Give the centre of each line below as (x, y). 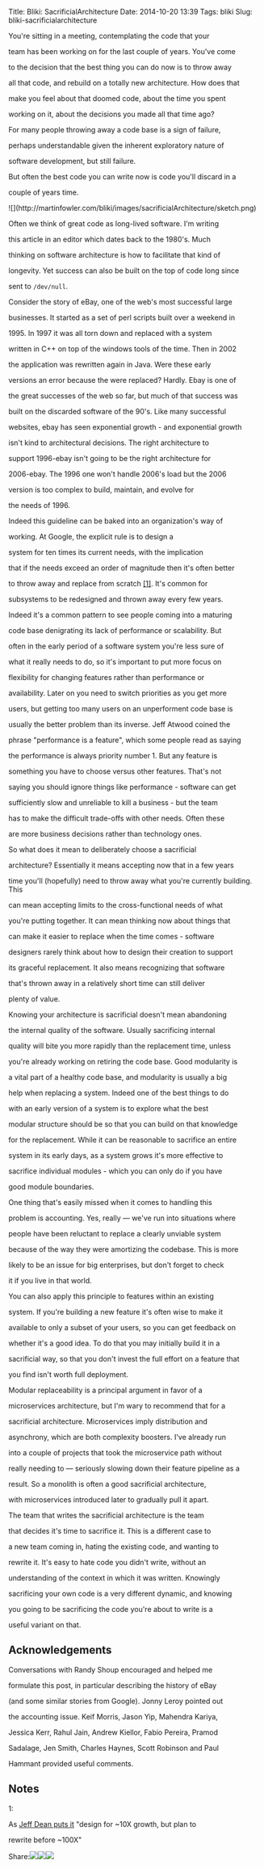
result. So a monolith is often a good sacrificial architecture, (107, 1484)
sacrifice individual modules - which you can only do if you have (115, 1171)
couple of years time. (44, 192)
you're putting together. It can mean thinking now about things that (119, 921)
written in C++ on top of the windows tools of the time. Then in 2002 (122, 349)
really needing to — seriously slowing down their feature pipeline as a (124, 1468)
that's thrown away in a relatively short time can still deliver (107, 983)
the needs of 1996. (40, 505)
